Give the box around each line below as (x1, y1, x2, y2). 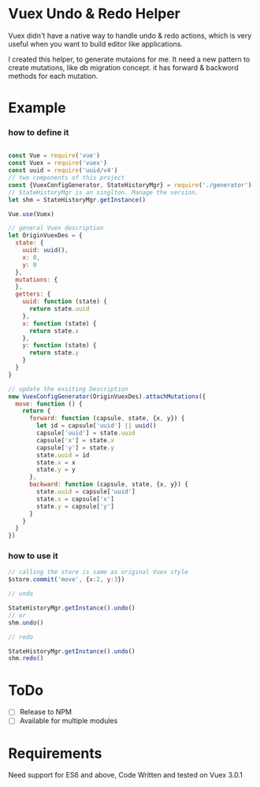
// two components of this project (8, 174, 125, 182)
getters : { (15, 290, 51, 298)
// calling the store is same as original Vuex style (8, 569, 189, 576)
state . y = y (36, 466, 76, 474)
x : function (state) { (22, 319, 97, 327)
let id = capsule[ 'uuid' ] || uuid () (36, 422, 157, 430)
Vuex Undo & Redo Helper (8, 5, 181, 23)
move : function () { (15, 400, 83, 408)
